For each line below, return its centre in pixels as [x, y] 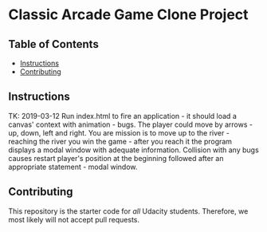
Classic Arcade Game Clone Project [128, 15]
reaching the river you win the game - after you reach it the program [120, 141]
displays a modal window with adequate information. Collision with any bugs [133, 150]
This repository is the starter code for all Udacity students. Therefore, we [128, 211]
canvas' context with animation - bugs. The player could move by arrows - [131, 124]
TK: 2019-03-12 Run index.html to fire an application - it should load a [122, 116]
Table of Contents [54, 44]
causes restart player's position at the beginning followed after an [116, 158]
